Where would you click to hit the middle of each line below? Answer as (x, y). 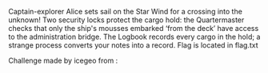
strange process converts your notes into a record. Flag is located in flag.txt (133, 45)
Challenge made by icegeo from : (63, 60)
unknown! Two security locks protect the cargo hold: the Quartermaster (126, 20)
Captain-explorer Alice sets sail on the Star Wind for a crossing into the (125, 12)
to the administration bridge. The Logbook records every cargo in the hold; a (134, 36)
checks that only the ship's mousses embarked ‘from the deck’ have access (134, 28)
